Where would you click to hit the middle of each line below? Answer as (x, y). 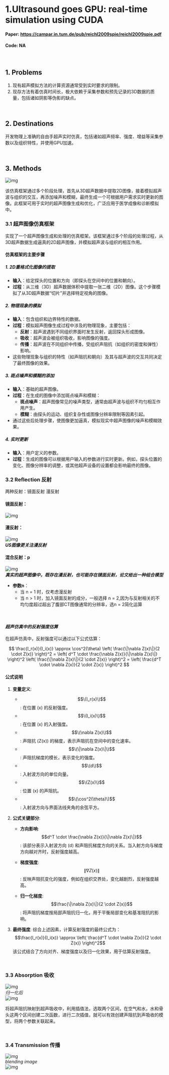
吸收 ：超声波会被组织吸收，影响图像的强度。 (66, 338)
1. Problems (24, 73)
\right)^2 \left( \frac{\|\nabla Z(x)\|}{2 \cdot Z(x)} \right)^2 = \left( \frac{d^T (84, 659)
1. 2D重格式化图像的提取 (30, 267)
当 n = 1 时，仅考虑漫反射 (46, 592)
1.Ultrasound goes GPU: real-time (76, 9)
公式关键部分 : (26, 818)
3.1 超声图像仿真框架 (30, 224)
